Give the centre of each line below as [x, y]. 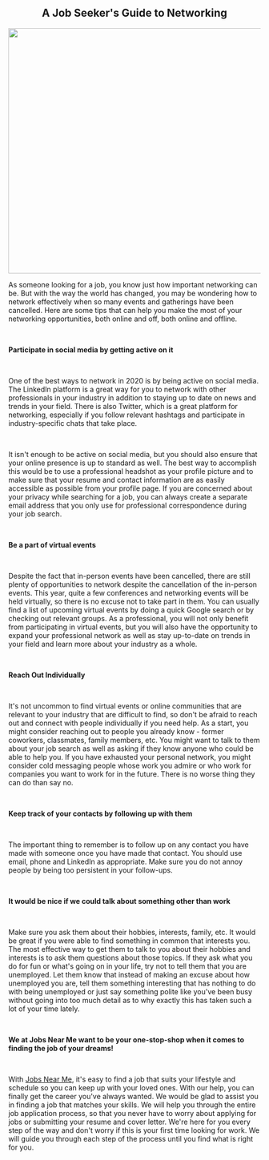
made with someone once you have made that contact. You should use [125, 853]
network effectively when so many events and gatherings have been [121, 301]
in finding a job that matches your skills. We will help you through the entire [132, 1105]
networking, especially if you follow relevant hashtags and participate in [127, 415]
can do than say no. [41, 782]
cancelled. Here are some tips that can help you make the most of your [125, 310]
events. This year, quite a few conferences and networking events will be [128, 592]
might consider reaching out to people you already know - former [116, 731]
